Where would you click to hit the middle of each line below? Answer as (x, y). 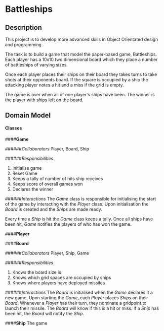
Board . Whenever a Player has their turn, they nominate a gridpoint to (76, 303)
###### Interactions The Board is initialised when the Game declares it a (79, 292)
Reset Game (25, 173)
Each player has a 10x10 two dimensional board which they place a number (82, 60)
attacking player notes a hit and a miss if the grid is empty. (65, 85)
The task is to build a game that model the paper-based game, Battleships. (81, 54)
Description (23, 28)
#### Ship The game (26, 323)
